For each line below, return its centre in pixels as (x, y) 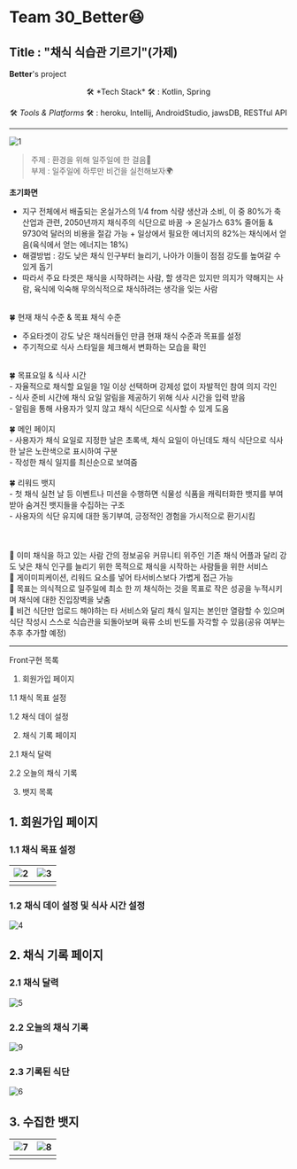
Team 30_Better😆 (77, 17)
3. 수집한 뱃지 (44, 1122)
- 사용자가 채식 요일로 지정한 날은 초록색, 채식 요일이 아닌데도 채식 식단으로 (138, 440)
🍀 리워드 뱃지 (32, 483)
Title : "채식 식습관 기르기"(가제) (94, 52)
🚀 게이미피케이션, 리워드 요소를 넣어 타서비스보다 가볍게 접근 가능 (122, 577)
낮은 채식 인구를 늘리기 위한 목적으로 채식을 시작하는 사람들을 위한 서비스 (143, 566)
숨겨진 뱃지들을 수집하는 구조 (75, 505)
